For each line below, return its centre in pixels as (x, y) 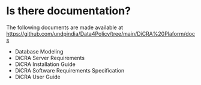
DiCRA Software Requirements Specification (70, 70)
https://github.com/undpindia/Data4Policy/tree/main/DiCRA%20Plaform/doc (101, 33)
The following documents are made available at (65, 27)
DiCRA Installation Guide (45, 64)
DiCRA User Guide (38, 77)
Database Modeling (39, 51)
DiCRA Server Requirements (50, 58)
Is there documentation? (68, 11)
